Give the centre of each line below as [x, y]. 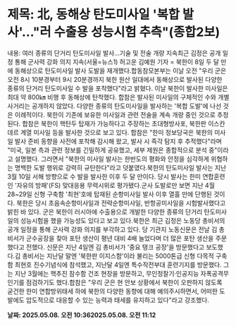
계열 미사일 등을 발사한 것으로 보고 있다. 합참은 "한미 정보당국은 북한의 [117, 132]
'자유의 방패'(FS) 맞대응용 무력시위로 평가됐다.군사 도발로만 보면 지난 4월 [114, 185]
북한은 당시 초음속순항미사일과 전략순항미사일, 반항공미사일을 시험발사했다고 [121, 203]
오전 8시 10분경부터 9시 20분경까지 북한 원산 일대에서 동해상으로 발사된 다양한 [115, 79]
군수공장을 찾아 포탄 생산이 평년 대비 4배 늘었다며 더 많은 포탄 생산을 [120, 238]
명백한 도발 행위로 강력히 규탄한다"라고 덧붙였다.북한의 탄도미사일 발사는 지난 [120, 167]
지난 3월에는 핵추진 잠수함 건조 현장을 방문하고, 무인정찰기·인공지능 [107, 273]
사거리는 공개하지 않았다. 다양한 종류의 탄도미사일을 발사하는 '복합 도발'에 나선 [114, 106]
